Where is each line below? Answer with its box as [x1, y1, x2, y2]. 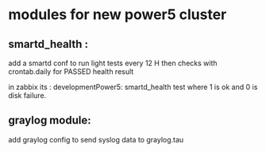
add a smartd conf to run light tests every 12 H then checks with [8, 58, 218, 68]
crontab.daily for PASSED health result [8, 67, 134, 76]
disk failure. [8, 91, 47, 100]
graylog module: [8, 114, 91, 127]
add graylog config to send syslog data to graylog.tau [8, 134, 184, 144]
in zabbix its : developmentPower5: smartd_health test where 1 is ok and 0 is [8, 82, 258, 92]
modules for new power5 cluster [8, 6, 227, 24]
